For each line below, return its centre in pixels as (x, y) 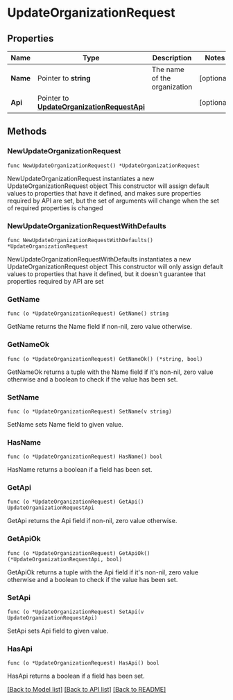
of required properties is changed (55, 208)
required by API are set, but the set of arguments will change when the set (113, 200)
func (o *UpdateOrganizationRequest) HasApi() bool (83, 663)
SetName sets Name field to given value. (65, 424)
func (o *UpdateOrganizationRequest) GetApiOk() (79, 553)
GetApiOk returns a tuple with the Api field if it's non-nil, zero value (103, 572)
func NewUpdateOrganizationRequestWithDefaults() (80, 240)
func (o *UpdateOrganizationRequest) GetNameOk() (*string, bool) (105, 359)
